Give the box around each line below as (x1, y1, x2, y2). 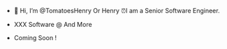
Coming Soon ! (13, 34, 57, 41)
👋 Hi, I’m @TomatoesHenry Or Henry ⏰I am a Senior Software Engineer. (13, 7, 220, 14)
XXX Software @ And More (13, 21, 92, 28)
